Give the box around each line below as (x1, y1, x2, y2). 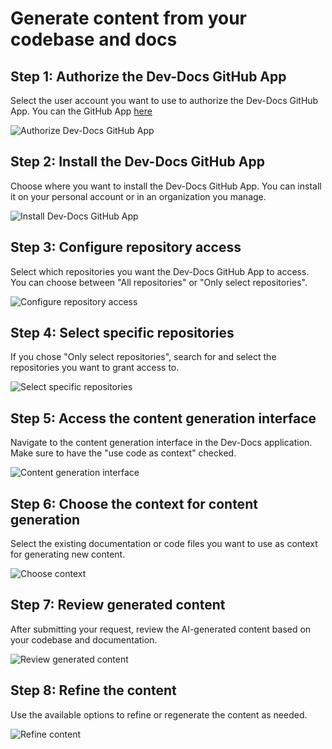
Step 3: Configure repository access (10, 239, 242, 256)
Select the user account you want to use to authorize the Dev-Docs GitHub (10, 95, 319, 106)
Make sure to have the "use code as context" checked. (10, 447, 237, 459)
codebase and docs (10, 28, 178, 51)
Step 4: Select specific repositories (10, 325, 235, 342)
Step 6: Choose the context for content (10, 495, 258, 512)
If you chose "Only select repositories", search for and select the (10, 351, 277, 363)
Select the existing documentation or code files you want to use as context (10, 538, 318, 550)
